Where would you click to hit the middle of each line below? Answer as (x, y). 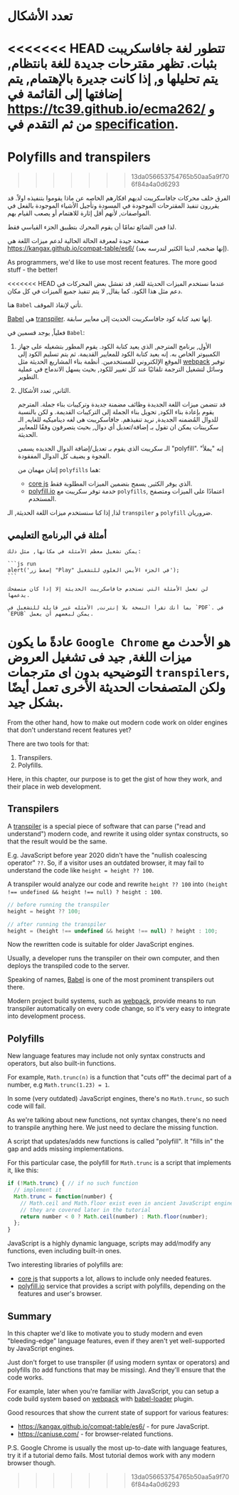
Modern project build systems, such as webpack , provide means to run (112, 1001)
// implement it (38, 1190)
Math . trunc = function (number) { (63, 1196)
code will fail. (27, 1106)
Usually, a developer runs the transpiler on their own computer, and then (113, 958)
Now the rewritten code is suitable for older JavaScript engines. (101, 945)
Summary (30, 1316)
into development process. (47, 1016)
